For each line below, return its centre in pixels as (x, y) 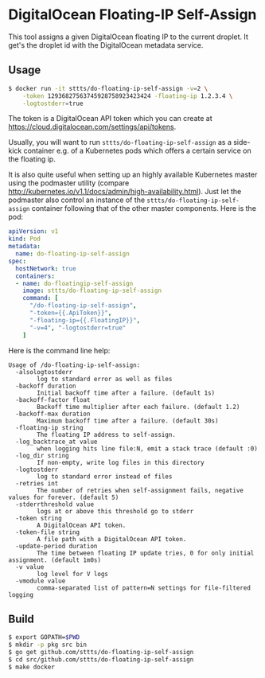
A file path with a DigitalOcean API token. (112, 539)
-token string (39, 518)
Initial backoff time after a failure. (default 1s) (126, 393)
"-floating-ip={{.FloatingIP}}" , (85, 320)
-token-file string (48, 532)
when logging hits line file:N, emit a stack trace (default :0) (148, 448)
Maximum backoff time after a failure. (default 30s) (128, 421)
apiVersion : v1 (33, 232)
